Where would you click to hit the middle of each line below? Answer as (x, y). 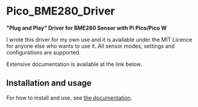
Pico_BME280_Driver (61, 11)
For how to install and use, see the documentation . (69, 97)
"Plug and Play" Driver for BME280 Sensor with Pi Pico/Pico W (87, 28)
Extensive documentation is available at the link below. (74, 64)
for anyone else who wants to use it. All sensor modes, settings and (91, 46)
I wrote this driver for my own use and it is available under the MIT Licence (99, 39)
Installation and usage (49, 83)
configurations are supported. (44, 52)
